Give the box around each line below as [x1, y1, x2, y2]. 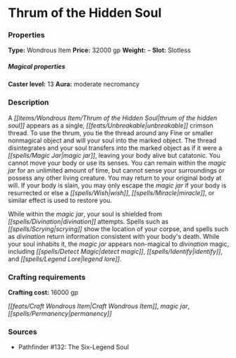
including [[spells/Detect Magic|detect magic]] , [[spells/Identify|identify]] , [8, 247, 223, 255]
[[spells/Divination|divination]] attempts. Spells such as [8, 217, 169, 226]
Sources [8, 326, 37, 336]
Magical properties [8, 62, 66, 71]
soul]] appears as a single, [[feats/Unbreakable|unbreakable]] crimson [8, 121, 213, 130]
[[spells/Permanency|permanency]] [8, 309, 112, 318]
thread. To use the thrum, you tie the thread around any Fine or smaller [8, 128, 213, 137]
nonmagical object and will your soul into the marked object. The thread [8, 136, 217, 144]
